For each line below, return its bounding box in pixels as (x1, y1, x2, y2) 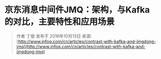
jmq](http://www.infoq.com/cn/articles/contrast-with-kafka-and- (16, 44, 146, 49)
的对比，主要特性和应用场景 (4, 16, 115, 27)
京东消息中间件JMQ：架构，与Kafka (4, 4, 150, 15)
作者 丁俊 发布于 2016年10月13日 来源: (16, 33, 92, 39)
